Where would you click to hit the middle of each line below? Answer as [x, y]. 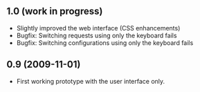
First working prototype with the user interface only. [91, 81]
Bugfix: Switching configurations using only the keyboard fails [105, 43]
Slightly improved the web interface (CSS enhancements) [98, 28]
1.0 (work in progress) [55, 11]
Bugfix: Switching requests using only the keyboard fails [97, 35]
